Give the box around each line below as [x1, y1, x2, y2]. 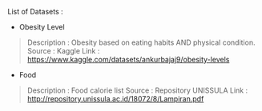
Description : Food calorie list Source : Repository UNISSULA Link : [26, 85, 248, 95]
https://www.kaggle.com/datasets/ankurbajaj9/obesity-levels [26, 55, 230, 64]
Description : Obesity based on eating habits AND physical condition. [26, 38, 256, 47]
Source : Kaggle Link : [26, 46, 100, 55]
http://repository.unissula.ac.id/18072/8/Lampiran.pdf [26, 94, 204, 103]
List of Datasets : [7, 7, 63, 16]
